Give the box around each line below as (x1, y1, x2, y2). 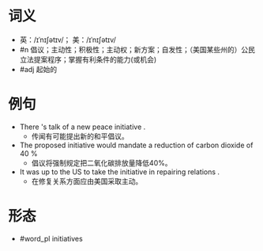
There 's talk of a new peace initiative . (19, 122, 146, 131)
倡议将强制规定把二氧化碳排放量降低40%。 (31, 158, 172, 167)
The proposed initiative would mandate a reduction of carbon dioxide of (19, 140, 254, 150)
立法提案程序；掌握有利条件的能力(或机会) (19, 55, 157, 64)
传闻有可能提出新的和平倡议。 (31, 131, 129, 141)
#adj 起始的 (19, 64, 58, 74)
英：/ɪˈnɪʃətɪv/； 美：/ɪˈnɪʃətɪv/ (19, 35, 117, 44)
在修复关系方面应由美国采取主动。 (31, 176, 143, 186)
